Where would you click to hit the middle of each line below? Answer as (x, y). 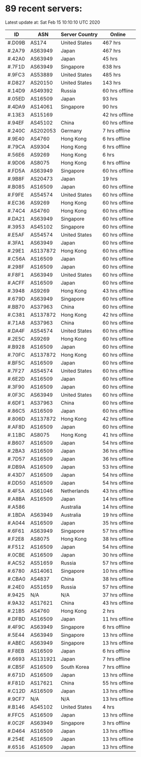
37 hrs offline (118, 595)
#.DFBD (16, 619)
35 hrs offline (118, 523)
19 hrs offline (118, 515)
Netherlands (75, 491)
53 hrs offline (118, 467)
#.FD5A (16, 170)
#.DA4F (16, 330)
